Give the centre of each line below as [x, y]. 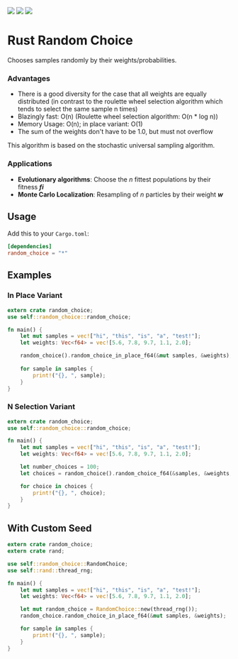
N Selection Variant [41, 406]
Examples [29, 276]
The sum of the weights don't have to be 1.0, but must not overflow [115, 132]
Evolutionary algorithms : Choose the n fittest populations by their [114, 179]
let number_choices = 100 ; [60, 467]
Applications [30, 164]
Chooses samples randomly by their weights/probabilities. [92, 60]
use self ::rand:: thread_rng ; [50, 570]
